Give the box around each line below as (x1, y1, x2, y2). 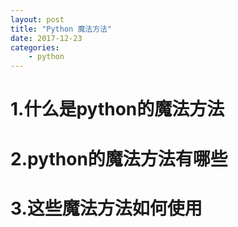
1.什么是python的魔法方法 (10, 98, 225, 121)
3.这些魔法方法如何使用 (10, 197, 203, 220)
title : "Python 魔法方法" (10, 24, 113, 34)
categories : (10, 42, 60, 53)
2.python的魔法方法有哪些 (10, 147, 228, 170)
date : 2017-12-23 (10, 33, 83, 43)
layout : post (10, 14, 65, 25)
